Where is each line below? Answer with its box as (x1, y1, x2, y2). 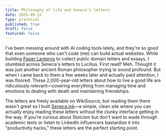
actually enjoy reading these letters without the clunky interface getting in (5, 109, 159, 115)
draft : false (5, 26, 33, 31)
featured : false (5, 31, 39, 36)
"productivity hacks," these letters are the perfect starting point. (5, 125, 139, 131)
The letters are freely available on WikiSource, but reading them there (5, 98, 151, 104)
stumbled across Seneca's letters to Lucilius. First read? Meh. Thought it (5, 61, 156, 67)
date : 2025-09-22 (5, 12, 42, 17)
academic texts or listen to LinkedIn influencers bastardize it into (5, 120, 140, 125)
